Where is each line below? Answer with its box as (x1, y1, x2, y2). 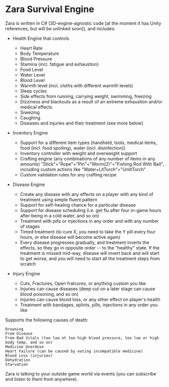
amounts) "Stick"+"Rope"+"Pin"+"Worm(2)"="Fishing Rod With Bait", (20, 161, 164, 167)
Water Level (20, 72, 45, 78)
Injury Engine (12, 271, 40, 277)
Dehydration (5, 357, 30, 362)
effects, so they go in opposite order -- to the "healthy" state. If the (20, 244, 160, 250)
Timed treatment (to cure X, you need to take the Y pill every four (20, 228, 156, 235)
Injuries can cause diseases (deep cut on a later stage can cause (20, 286, 155, 292)
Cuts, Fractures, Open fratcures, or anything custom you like (20, 280, 146, 286)
